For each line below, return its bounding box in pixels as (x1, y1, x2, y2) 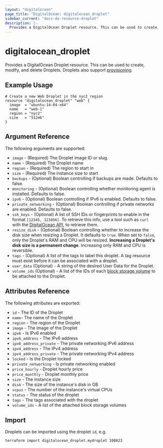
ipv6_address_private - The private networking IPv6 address (12, 340, 134, 346)
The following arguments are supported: (5, 145, 86, 151)
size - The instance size (12, 376, 61, 382)
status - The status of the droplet (12, 392, 79, 398)
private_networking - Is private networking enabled (12, 361, 115, 367)
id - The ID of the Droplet (12, 309, 63, 315)
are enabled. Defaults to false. (12, 206, 73, 212)
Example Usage (5, 81, 53, 90)
